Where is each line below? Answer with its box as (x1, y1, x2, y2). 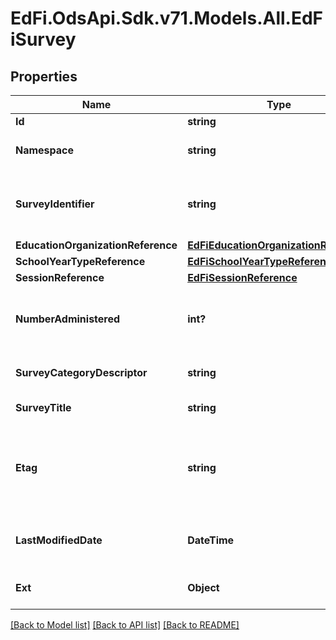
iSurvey (10, 28, 77, 51)
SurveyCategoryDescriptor (15, 366, 148, 379)
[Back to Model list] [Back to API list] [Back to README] (10, 619, 240, 631)
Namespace (15, 143, 75, 157)
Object (187, 581, 220, 594)
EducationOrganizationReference (15, 238, 178, 252)
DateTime (187, 533, 235, 547)
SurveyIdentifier (15, 197, 95, 211)
